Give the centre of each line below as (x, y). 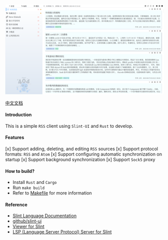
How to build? (20, 171)
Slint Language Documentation (45, 216)
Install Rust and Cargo (34, 182)
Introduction (18, 115)
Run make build (28, 188)
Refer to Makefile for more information (52, 193)
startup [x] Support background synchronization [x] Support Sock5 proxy (80, 159)
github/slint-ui (27, 221)
